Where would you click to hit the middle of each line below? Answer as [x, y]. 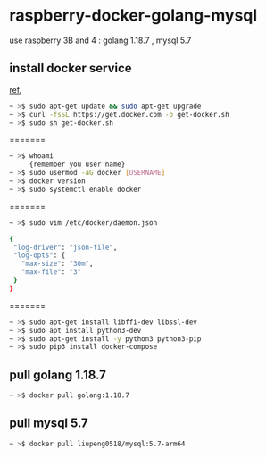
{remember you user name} [77, 165]
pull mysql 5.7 [49, 424]
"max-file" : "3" [51, 272]
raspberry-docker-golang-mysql [133, 16]
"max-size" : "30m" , [57, 264]
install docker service [71, 68]
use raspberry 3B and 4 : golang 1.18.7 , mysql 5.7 [100, 40]
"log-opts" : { [39, 255]
